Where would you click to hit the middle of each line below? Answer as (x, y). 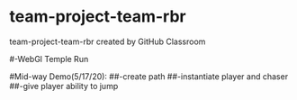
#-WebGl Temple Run (49, 59)
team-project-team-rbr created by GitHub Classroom (108, 41)
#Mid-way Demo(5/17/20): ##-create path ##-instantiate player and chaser (149, 76)
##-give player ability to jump (64, 86)
